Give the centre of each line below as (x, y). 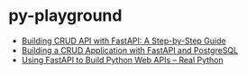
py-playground (65, 16)
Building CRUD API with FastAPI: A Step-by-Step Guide (123, 41)
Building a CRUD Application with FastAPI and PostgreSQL (130, 50)
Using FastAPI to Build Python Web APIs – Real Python (123, 60)
